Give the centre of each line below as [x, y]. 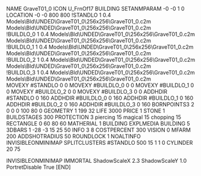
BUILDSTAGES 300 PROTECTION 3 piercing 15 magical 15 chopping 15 [94, 117]
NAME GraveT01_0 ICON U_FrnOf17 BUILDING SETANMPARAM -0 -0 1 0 [95, 9]
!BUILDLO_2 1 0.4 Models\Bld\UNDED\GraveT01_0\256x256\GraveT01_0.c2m [101, 60]
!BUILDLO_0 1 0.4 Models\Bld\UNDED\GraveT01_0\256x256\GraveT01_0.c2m [101, 34]
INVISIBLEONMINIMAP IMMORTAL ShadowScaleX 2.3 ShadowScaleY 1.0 [97, 161]
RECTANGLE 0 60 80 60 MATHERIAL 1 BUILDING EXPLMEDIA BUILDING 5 [98, 123]
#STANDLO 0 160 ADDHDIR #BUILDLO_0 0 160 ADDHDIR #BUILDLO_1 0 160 [100, 98]
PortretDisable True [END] [39, 167]
